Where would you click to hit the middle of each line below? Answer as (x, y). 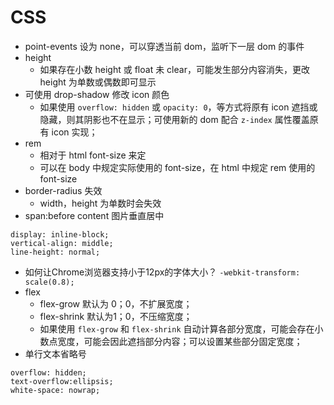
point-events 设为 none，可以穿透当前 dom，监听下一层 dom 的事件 (164, 46)
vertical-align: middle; (62, 243)
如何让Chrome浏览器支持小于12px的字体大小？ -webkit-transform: (162, 272)
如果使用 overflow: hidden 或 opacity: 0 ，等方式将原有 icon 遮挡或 (178, 107)
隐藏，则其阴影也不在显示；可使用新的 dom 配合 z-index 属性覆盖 (174, 119)
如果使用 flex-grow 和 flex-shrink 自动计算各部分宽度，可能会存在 (177, 328)
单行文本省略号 (55, 353)
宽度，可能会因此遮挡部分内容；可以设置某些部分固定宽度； (180, 341)
